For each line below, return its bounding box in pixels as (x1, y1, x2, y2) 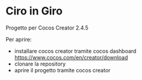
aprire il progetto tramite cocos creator (14, 66, 111, 73)
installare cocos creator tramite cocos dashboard (14, 47, 137, 55)
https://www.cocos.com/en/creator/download (14, 54, 128, 61)
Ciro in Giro (5, 4, 63, 18)
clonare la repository (14, 60, 66, 67)
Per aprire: (5, 35, 32, 43)
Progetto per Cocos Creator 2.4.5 (5, 24, 88, 31)
